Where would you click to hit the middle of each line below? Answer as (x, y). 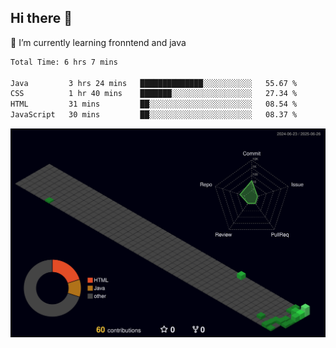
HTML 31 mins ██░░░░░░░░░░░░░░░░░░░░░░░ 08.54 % (154, 104)
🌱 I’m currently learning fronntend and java (98, 42)
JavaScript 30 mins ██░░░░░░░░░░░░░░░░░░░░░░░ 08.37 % (154, 115)
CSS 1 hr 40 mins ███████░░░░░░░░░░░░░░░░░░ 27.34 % (154, 94)
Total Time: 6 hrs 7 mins (64, 62)
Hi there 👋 (41, 18)
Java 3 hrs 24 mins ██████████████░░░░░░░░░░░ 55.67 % (154, 83)
